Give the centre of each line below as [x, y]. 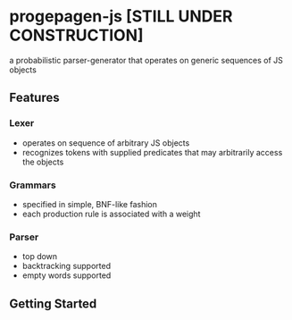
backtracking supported [67, 266]
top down [40, 257]
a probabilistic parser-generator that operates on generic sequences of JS [146, 60]
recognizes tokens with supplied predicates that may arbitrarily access [152, 152]
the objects [43, 162]
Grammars [33, 185]
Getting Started [53, 303]
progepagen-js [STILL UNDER [121, 17]
